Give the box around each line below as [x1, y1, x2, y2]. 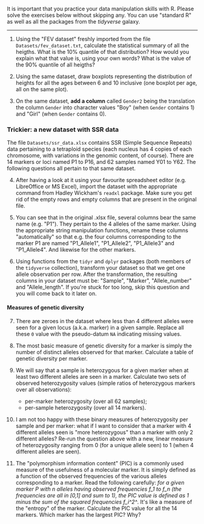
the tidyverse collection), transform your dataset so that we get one [15, 264, 186, 272]
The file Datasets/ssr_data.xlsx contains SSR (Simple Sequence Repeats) [7, 139, 192, 146]
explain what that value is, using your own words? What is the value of [15, 54, 191, 62]
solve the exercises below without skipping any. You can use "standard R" [7, 11, 192, 19]
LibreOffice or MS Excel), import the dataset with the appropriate [15, 183, 177, 190]
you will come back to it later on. [15, 290, 97, 297]
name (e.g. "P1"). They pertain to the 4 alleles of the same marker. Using [15, 220, 197, 228]
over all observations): [15, 385, 72, 393]
